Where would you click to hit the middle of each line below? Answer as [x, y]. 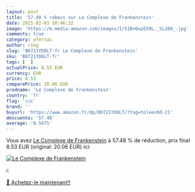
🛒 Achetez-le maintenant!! [38, 182]
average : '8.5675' [29, 124]
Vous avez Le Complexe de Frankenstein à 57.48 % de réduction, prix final [98, 140]
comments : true [25, 34]
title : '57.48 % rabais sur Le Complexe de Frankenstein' [80, 17]
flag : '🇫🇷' [21, 101]
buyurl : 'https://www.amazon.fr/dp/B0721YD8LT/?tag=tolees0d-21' [89, 112]
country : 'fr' [24, 95]
